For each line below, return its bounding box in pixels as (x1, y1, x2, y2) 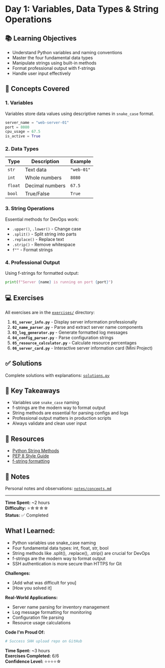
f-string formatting (12, 458, 50, 464)
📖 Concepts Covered (5, 85, 70, 93)
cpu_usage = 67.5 (5, 129, 41, 134)
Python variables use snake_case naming (12, 540, 96, 546)
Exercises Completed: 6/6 (5, 653, 59, 659)
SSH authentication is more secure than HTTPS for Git (12, 560, 122, 566)
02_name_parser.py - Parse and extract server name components (12, 324, 143, 330)
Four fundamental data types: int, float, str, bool (12, 545, 109, 551)
